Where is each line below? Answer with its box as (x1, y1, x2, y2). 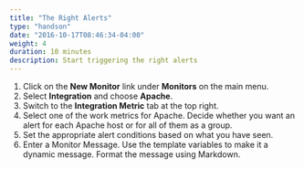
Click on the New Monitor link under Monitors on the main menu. (22, 81, 269, 91)
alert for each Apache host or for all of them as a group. (22, 120, 233, 131)
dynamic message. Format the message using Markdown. (22, 149, 241, 160)
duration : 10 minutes (9, 48, 92, 57)
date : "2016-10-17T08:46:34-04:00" (9, 30, 145, 39)
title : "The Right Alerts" (9, 13, 112, 23)
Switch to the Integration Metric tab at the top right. (22, 100, 219, 111)
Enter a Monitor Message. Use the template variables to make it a (22, 139, 269, 150)
